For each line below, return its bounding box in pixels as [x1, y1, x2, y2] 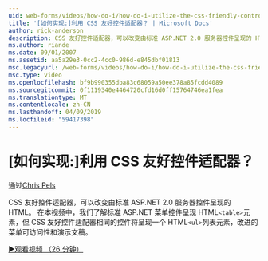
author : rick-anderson [8, 26, 84, 34]
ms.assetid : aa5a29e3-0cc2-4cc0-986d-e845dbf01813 [8, 57, 180, 65]
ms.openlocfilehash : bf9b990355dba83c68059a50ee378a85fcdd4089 [8, 78, 223, 86]
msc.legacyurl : [8, 64, 59, 72]
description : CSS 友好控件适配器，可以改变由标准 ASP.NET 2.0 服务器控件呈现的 [8, 34, 253, 42]
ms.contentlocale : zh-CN [8, 101, 91, 109]
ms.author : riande [8, 42, 69, 49]
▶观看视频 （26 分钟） [8, 244, 84, 254]
